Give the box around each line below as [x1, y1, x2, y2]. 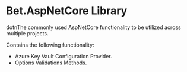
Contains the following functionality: [6, 41, 94, 48]
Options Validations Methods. [14, 59, 87, 66]
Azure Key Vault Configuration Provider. [14, 53, 112, 60]
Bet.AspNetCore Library [6, 4, 128, 18]
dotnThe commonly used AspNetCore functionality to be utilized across [6, 24, 181, 31]
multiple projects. [6, 30, 49, 37]
